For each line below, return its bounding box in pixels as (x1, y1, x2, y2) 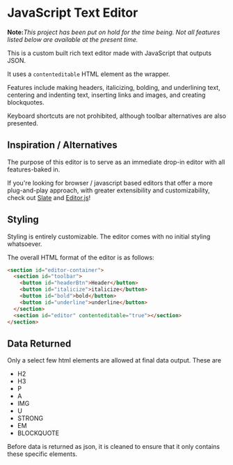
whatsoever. (7, 239, 42, 248)
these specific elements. (7, 450, 78, 458)
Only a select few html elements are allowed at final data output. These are (7, 356, 222, 365)
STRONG (17, 414, 44, 422)
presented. (7, 119, 38, 127)
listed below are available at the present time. (7, 35, 138, 43)
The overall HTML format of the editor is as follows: (7, 253, 154, 261)
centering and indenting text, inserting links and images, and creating (7, 91, 206, 99)
